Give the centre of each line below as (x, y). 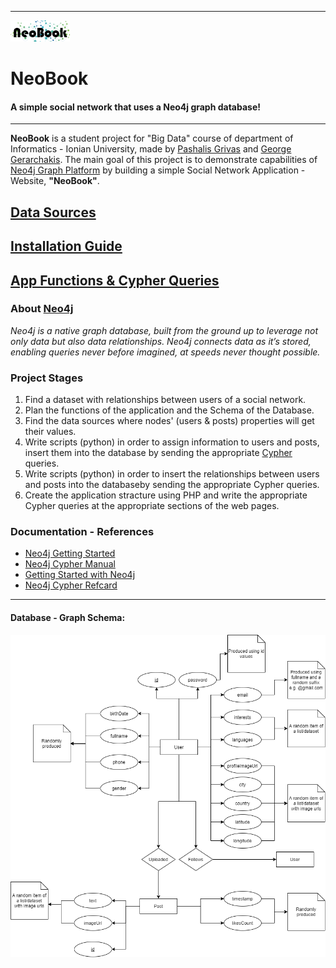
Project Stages (47, 378)
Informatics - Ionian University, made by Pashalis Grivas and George (151, 149)
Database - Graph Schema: (68, 618)
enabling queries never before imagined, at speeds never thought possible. (165, 352)
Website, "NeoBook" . (55, 181)
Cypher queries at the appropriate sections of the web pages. (152, 506)
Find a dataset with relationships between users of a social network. (165, 400)
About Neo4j (42, 309)
